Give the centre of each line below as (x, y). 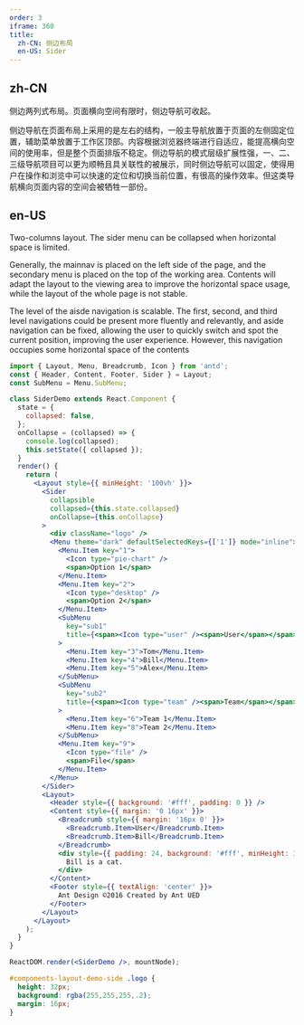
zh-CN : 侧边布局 (46, 43)
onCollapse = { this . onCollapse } (107, 517)
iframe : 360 (32, 26)
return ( (42, 475)
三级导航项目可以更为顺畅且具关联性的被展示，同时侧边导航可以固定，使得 (148, 164)
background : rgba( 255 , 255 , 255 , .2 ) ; (85, 995)
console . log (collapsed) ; (72, 441)
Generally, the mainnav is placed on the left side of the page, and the (138, 264)
